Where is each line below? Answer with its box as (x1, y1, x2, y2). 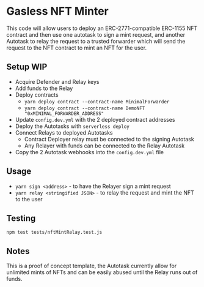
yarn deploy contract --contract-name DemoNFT (24, 105, 145, 111)
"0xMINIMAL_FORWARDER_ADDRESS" (24, 110, 104, 117)
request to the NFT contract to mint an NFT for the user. (6, 44, 147, 51)
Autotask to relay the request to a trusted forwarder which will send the (6, 37, 186, 45)
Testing (6, 213, 36, 223)
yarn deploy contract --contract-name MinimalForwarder (24, 99, 170, 105)
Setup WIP (6, 62, 48, 72)
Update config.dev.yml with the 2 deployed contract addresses (15, 116, 175, 123)
